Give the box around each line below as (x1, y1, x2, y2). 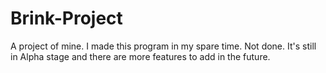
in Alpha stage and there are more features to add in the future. (10, 50, 271, 62)
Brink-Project (10, 7, 123, 30)
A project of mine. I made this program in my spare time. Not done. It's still (10, 40, 317, 52)
